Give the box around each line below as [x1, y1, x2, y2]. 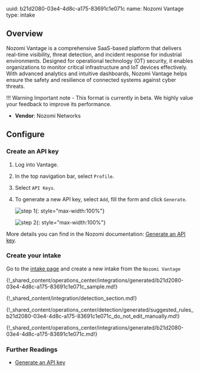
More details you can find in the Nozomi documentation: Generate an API [6, 230, 186, 238]
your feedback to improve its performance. [6, 100, 112, 107]
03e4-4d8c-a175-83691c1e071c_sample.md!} [6, 283, 118, 290]
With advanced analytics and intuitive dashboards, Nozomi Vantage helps [6, 70, 187, 77]
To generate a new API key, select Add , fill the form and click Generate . [14, 195, 187, 202]
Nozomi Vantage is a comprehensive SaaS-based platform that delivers [6, 44, 182, 51]
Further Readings [6, 345, 58, 353]
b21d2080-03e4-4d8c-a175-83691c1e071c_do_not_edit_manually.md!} [6, 312, 180, 319]
